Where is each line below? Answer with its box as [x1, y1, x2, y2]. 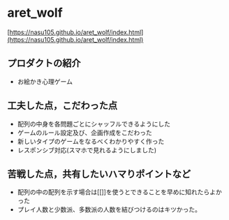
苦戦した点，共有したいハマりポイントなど [7, 168, 191, 179]
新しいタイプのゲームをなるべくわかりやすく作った [17, 137, 165, 145]
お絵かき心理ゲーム [17, 77, 73, 85]
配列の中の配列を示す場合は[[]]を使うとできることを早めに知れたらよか [17, 188, 222, 196]
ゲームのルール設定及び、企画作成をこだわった [17, 128, 152, 137]
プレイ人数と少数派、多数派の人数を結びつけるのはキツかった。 [17, 205, 201, 214]
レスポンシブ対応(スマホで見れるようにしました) [17, 145, 157, 154]
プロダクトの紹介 [7, 57, 81, 69]
